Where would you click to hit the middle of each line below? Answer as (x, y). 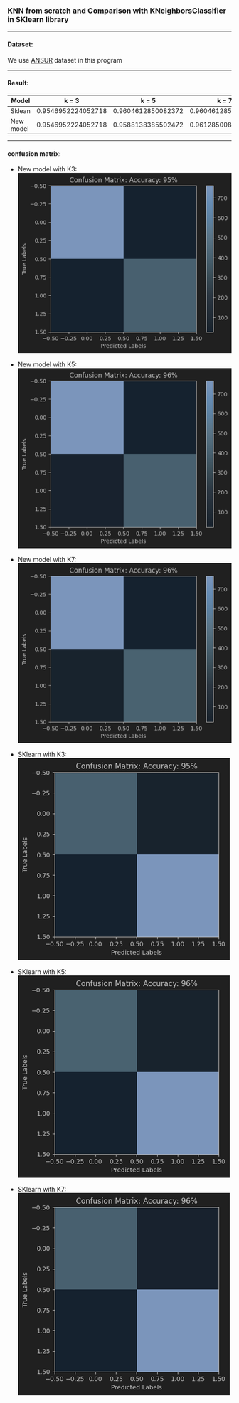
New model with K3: (47, 169)
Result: (18, 83)
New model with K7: (47, 559)
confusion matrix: (34, 153)
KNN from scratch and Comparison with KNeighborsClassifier (117, 11)
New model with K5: (47, 364)
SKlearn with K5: (42, 972)
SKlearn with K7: (42, 1190)
